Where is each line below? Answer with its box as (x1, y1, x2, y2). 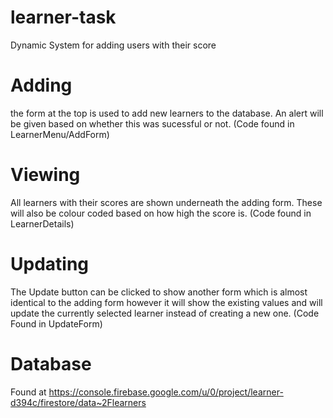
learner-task (10, 6, 117, 29)
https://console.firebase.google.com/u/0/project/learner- (48, 386, 284, 398)
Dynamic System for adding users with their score (10, 39, 217, 51)
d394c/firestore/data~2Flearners (10, 396, 147, 408)
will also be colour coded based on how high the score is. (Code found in (10, 207, 312, 219)
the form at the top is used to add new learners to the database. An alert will (10, 107, 324, 119)
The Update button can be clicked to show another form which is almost (10, 286, 308, 298)
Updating (10, 253, 90, 275)
